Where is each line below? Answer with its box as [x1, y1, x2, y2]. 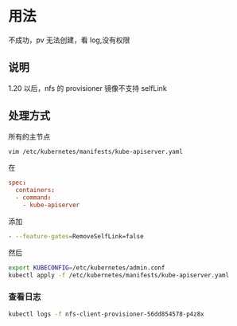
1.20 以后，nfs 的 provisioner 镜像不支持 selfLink [8, 83, 167, 92]
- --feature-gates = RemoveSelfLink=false [8, 232, 145, 240]
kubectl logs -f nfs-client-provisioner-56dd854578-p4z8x [8, 310, 204, 318]
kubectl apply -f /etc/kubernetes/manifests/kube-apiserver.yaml [8, 271, 229, 279]
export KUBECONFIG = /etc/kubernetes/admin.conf [8, 264, 165, 272]
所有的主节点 [8, 132, 50, 141]
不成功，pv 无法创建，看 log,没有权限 [8, 35, 130, 45]
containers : [15, 187, 56, 194]
